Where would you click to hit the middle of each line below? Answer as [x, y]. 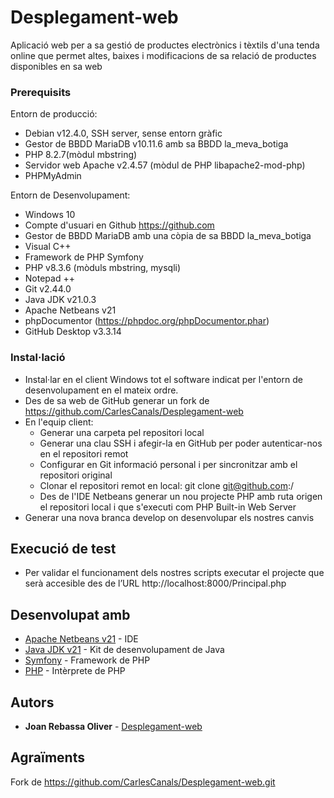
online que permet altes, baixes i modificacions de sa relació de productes [163, 55]
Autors [32, 702]
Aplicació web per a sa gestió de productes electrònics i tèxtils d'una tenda [165, 45]
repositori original [76, 475]
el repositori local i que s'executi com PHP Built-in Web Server [168, 507]
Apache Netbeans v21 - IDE [81, 639]
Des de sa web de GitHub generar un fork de [117, 400]
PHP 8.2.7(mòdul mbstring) [81, 155]
